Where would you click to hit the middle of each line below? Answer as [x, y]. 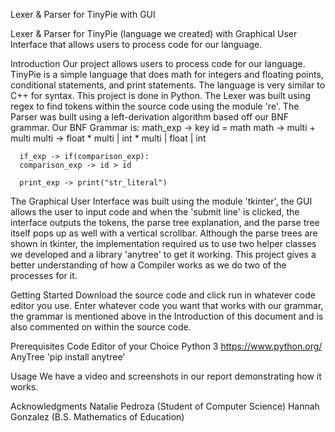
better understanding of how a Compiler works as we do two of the [148, 265]
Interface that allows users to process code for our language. [136, 44]
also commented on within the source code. [101, 327]
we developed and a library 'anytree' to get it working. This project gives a [163, 254]
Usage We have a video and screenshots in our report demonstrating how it [166, 376]
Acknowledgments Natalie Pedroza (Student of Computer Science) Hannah [165, 406]
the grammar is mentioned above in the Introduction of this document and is [167, 316]
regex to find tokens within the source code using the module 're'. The [155, 106]
